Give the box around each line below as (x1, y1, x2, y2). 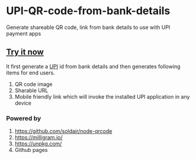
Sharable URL (14, 87, 49, 94)
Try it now (6, 47, 44, 57)
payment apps (6, 30, 41, 37)
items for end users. (6, 69, 55, 76)
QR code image (14, 80, 53, 87)
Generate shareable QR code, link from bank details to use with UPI (6, 24, 171, 31)
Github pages (14, 147, 48, 154)
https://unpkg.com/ (14, 140, 62, 147)
